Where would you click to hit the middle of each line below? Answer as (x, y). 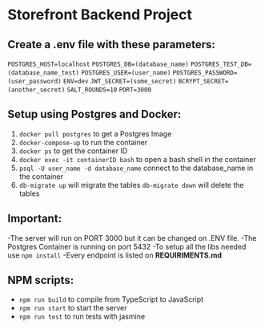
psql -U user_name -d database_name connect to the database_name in (136, 168)
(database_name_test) (44, 73)
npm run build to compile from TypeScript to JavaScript (111, 299)
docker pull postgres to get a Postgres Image (95, 133)
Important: (34, 219)
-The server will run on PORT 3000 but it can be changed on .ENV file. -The (132, 238)
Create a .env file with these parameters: (111, 45)
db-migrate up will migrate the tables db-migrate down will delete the (131, 185)
